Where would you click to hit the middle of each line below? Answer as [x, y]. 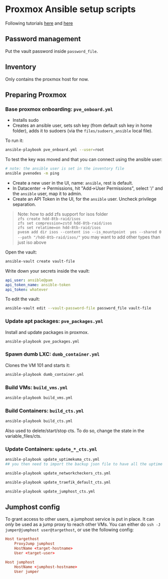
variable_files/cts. [23, 436]
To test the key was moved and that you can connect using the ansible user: [84, 159]
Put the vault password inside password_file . [52, 51]
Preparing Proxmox [36, 95]
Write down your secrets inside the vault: [48, 271]
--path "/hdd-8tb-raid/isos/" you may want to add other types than [89, 237]
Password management [43, 39]
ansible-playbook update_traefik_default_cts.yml [58, 482]
